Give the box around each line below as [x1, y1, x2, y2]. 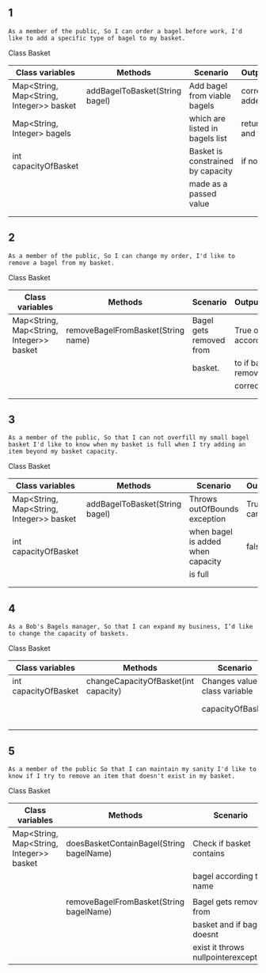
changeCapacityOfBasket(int [85, 676, 195, 687]
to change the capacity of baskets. [8, 629, 129, 638]
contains [192, 848, 225, 859]
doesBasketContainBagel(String [66, 838, 185, 849]
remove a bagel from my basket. [8, 259, 115, 267]
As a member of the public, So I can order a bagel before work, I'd [8, 27, 243, 35]
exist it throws [192, 942, 245, 953]
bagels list [188, 132, 227, 143]
